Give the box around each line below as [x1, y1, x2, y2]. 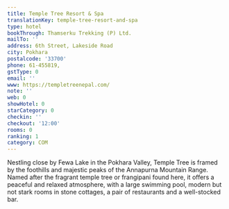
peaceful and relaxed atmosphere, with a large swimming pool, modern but [7, 181, 222, 189]
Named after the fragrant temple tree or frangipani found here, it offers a [7, 173, 214, 181]
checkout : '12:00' [7, 119, 60, 127]
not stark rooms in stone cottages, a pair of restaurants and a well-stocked [7, 188, 221, 197]
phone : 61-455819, [7, 62, 60, 69]
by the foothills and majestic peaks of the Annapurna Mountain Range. [7, 166, 208, 174]
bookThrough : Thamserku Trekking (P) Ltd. [7, 29, 132, 37]
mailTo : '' [7, 36, 39, 43]
